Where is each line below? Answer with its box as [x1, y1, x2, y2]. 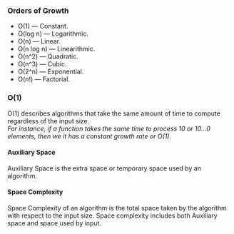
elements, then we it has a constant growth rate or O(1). [7, 131, 172, 141]
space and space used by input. [7, 219, 102, 227]
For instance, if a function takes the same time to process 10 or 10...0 [7, 124, 210, 133]
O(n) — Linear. [17, 37, 61, 46]
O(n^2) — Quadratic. [17, 52, 78, 61]
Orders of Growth [7, 6, 69, 16]
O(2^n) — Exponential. [17, 67, 84, 76]
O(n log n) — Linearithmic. [17, 45, 96, 54]
